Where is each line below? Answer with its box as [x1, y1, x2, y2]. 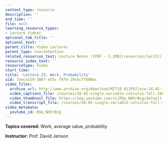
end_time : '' [5, 16, 32, 21]
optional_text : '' [5, 40, 43, 45]
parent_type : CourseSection [5, 49, 64, 54]
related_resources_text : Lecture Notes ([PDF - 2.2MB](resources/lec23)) [5, 53, 162, 59]
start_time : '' [5, 68, 37, 73]
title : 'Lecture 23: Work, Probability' [5, 72, 91, 77]
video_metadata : [5, 105, 39, 110]
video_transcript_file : [9, 100, 59, 105]
